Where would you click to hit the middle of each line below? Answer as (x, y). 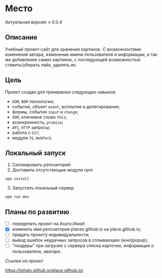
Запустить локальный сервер (43, 188)
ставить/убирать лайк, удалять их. (41, 64)
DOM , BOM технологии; (33, 101)
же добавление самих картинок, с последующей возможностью (73, 60)
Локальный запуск (35, 153)
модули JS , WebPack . (32, 138)
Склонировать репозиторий (41, 165)
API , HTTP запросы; (31, 127)
